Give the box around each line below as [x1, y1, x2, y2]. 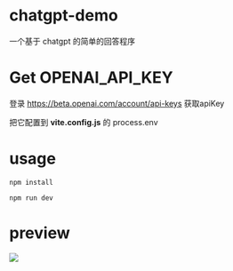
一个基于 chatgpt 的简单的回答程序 [9, 36, 136, 46]
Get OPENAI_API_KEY [9, 68, 173, 88]
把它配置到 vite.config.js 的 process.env [9, 116, 158, 127]
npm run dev [9, 193, 53, 203]
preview [9, 223, 71, 243]
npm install [9, 178, 53, 187]
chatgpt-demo [9, 5, 118, 26]
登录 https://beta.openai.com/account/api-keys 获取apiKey [9, 98, 225, 108]
